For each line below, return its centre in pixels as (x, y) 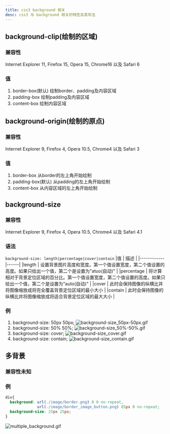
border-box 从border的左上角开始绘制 (52, 176)
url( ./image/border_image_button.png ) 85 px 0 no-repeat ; (98, 407)
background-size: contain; (40, 338)
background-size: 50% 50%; (43, 328)
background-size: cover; (38, 333)
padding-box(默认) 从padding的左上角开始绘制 (61, 182)
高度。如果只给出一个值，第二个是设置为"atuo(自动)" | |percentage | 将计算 (84, 271)
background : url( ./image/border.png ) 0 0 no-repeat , (67, 402)
